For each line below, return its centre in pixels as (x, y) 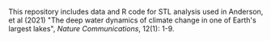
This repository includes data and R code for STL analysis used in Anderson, (136, 12)
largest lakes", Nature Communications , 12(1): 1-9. (91, 29)
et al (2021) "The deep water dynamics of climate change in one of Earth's (132, 20)
